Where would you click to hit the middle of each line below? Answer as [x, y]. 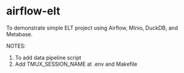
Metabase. [20, 34]
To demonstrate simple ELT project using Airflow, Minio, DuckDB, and [92, 28]
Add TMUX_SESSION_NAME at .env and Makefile [76, 64]
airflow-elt [33, 11]
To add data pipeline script [48, 57]
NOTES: [16, 46]
